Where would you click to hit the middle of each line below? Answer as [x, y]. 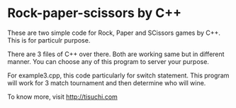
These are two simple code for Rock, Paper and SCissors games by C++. [114, 33]
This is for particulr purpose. [49, 40]
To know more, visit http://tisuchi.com [63, 97]
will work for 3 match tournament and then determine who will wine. [107, 82]
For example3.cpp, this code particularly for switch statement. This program [118, 75]
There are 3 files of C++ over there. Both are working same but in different [116, 54]
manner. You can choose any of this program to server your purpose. [108, 61]
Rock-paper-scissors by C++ [95, 13]
